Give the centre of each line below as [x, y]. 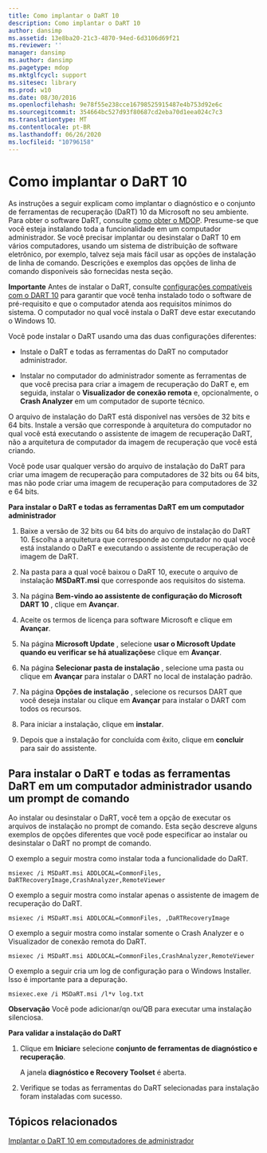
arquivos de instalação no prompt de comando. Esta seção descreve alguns [133, 826]
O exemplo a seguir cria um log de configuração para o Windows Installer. [130, 971]
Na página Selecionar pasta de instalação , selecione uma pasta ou [132, 668]
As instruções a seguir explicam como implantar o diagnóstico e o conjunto [132, 204]
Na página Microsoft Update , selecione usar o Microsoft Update [128, 644]
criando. [22, 451]
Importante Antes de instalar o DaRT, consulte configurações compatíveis [130, 287]
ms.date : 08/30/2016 [43, 97]
